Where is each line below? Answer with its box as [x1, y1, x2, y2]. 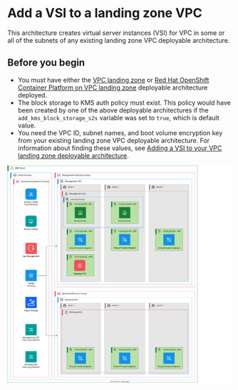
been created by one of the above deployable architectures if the [17, 105, 209, 115]
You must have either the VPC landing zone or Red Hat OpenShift [17, 75, 209, 84]
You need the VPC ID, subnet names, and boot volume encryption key [17, 128, 223, 137]
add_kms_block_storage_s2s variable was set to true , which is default [17, 113, 219, 122]
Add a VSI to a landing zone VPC [7, 5, 202, 21]
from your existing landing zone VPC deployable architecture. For [17, 136, 210, 144]
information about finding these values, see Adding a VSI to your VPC [17, 144, 222, 152]
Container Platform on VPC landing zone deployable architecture [17, 83, 208, 92]
